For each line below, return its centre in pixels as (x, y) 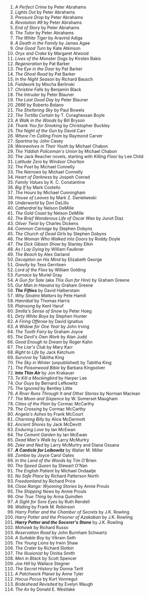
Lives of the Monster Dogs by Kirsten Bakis (58, 58)
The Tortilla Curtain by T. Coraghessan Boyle (60, 115)
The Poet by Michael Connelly (45, 167)
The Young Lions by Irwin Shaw (46, 543)
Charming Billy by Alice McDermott (50, 419)
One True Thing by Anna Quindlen (49, 496)
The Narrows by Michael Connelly (49, 172)
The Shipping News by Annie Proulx (51, 491)
